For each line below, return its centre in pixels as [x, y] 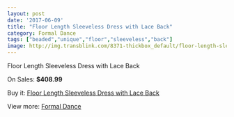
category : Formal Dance [42, 33]
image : [17, 46]
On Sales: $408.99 [35, 79]
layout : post [26, 14]
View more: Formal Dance [44, 106]
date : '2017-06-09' [36, 20]
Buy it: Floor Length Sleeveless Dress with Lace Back [84, 93]
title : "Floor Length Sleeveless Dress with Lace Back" [90, 26]
